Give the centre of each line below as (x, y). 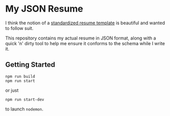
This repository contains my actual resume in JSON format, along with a (81, 38)
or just (12, 90)
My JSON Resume (44, 9)
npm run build (20, 76)
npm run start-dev (25, 99)
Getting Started (30, 65)
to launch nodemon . (24, 109)
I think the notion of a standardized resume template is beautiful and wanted (85, 23)
